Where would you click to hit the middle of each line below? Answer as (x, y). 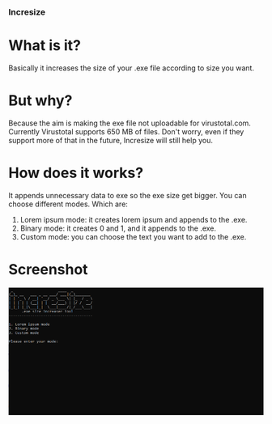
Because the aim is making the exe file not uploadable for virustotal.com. (130, 123)
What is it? (45, 46)
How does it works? (76, 173)
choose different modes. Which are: (68, 204)
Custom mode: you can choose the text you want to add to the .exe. (133, 236)
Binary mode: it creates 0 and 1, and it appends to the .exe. (118, 228)
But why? (40, 101)
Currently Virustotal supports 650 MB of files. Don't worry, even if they (126, 131)
